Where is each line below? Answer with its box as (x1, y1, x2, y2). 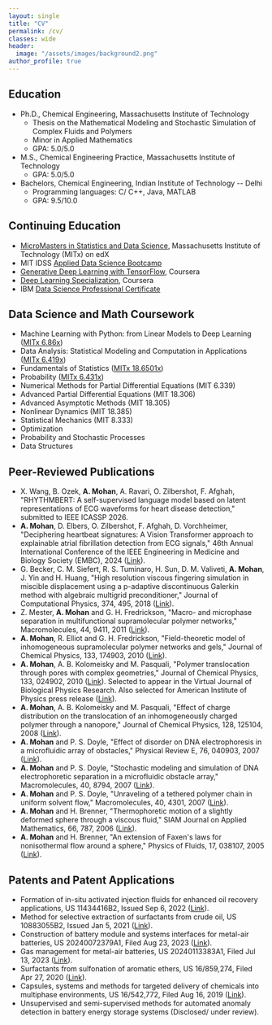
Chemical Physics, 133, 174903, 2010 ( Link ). (19, 651, 168, 661)
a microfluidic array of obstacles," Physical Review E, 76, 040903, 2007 (19, 746, 260, 756)
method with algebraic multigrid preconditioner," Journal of (19, 591, 218, 600)
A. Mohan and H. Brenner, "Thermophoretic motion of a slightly (19, 806, 233, 816)
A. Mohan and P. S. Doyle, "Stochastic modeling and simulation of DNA (19, 763, 260, 773)
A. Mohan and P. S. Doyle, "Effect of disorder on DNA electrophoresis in (19, 737, 262, 747)
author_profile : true (8, 58, 82, 66)
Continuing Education (8, 219, 122, 233)
